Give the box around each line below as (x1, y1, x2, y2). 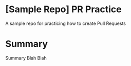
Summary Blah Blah (5, 55, 47, 61)
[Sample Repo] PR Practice (5, 4, 122, 15)
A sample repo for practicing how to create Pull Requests (5, 20, 126, 26)
